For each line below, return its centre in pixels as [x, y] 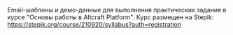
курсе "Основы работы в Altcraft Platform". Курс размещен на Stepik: [111, 17]
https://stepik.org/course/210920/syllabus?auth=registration [94, 24]
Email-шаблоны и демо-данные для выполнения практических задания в [117, 10]
